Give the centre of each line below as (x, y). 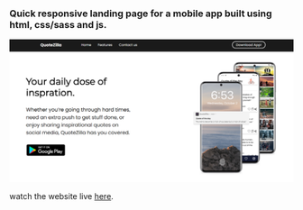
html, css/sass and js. (58, 24)
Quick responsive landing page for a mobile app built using (141, 14)
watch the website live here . (62, 196)
